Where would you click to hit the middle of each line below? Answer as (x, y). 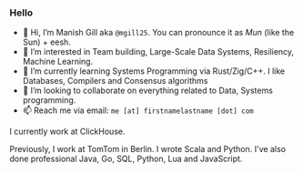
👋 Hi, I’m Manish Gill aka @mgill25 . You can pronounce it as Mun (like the (158, 33)
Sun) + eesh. (46, 42)
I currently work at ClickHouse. (67, 132)
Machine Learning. (58, 62)
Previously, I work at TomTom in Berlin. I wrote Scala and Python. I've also (148, 149)
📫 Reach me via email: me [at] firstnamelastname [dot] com (138, 110)
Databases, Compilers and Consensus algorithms (115, 81)
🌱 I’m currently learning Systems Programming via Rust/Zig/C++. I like (153, 71)
